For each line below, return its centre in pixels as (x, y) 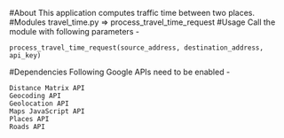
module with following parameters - (75, 31)
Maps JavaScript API (47, 111)
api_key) (25, 56)
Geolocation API (39, 103)
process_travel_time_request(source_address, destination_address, (137, 48)
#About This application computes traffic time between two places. (132, 13)
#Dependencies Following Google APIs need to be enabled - (120, 72)
